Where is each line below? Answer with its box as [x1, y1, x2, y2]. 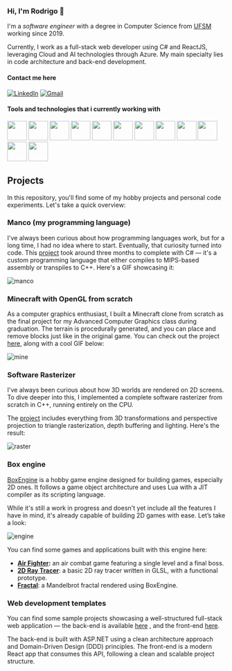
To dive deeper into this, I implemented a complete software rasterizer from [7, 393, 223, 401]
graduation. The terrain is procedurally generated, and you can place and [7, 324, 216, 333]
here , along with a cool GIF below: [7, 340, 105, 348]
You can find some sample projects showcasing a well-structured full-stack [7, 614, 223, 622]
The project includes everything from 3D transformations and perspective [7, 414, 218, 422]
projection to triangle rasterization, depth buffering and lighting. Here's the [7, 422, 220, 430]
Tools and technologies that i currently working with [7, 105, 161, 113]
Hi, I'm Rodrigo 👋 [7, 6, 64, 16]
